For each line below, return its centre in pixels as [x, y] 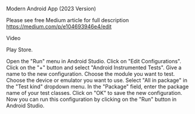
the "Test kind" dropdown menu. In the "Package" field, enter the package [97, 87]
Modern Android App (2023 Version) [51, 9]
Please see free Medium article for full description [68, 20]
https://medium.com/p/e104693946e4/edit [59, 27]
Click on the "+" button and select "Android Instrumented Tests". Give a [94, 67]
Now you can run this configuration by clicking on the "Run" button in [92, 99]
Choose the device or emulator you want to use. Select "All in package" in [97, 80]
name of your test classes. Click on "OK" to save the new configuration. [94, 93]
